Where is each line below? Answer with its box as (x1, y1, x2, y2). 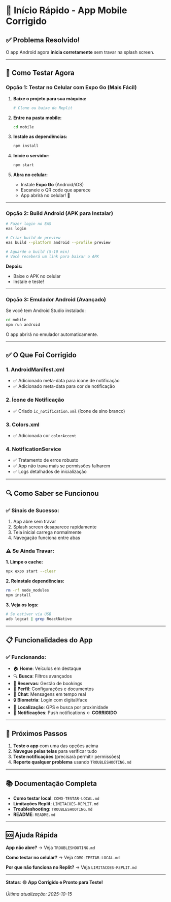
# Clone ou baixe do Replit (13, 105, 73, 110)
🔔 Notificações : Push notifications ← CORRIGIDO (13, 710, 117, 716)
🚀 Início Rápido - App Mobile (6, 5, 127, 16)
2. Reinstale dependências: (6, 578, 65, 584)
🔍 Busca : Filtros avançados (13, 673, 73, 679)
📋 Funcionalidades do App (6, 636, 93, 644)
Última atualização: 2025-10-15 (6, 891, 73, 897)
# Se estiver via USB (6, 611, 52, 616)
